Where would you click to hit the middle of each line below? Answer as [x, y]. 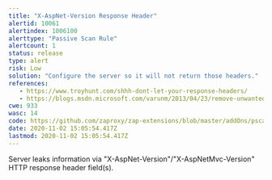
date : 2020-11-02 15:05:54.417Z [63, 128]
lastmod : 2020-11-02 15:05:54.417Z [68, 136]
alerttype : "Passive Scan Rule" [63, 38]
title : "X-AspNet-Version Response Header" [83, 16]
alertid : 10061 [34, 23]
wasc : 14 [23, 114]
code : [17, 121]
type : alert [28, 61]
